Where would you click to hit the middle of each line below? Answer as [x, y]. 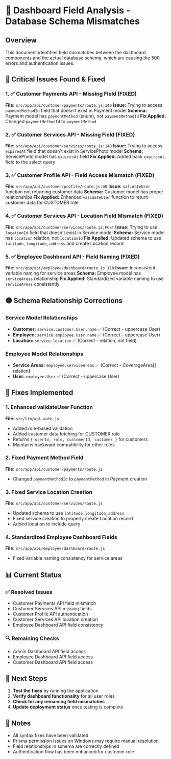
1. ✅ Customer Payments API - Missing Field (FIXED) [71, 94]
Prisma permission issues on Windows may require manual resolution [86, 741]
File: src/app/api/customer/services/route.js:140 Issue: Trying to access [84, 146]
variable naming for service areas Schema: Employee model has [73, 273]
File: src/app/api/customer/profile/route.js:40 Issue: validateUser [78, 187]
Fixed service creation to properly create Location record [73, 519]
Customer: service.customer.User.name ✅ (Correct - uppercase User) [87, 329]
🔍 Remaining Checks [32, 638]
